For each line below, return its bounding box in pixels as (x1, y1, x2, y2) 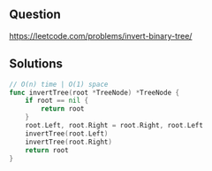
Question (9, 7, 61, 22)
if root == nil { (25, 97, 89, 105)
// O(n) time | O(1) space (9, 80, 109, 89)
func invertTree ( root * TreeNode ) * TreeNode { (9, 88, 179, 97)
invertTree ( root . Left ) (25, 128, 109, 138)
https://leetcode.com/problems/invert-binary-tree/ (9, 30, 193, 41)
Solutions (9, 57, 64, 72)
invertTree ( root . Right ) (25, 137, 113, 146)
